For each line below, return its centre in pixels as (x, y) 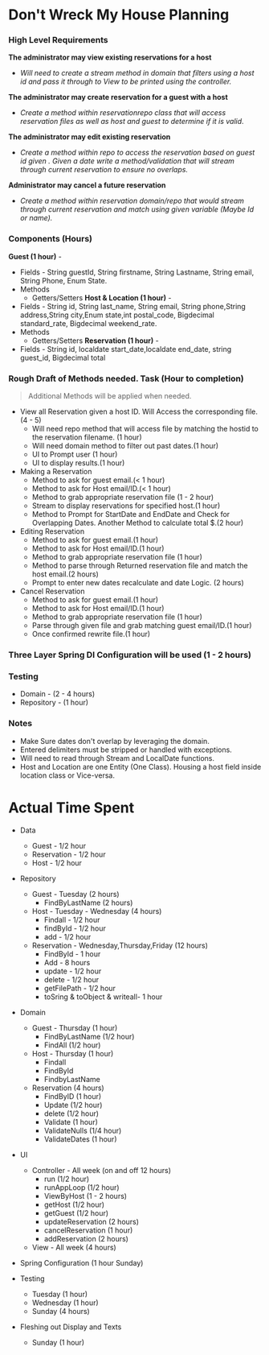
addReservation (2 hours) (86, 1238)
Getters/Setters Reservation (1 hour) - (95, 341)
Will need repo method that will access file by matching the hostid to (145, 429)
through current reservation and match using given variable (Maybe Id (137, 209)
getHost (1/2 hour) (74, 1204)
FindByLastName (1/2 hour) (89, 1036)
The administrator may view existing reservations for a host (110, 57)
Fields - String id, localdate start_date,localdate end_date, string (126, 349)
